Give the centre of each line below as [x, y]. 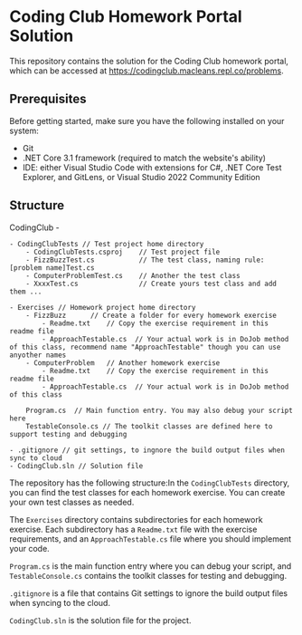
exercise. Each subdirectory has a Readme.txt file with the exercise [133, 529]
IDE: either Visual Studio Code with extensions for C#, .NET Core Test [152, 167]
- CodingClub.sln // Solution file [76, 466]
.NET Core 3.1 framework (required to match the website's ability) [144, 158]
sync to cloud [36, 458]
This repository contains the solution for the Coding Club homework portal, [149, 61]
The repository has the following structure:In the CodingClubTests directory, [150, 483]
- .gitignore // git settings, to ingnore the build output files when [147, 450]
